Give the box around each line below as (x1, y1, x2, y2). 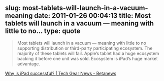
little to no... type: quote (5, 27, 81, 35)
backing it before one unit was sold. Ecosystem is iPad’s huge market (17, 55, 158, 61)
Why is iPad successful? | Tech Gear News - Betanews (5, 70, 117, 76)
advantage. (17, 61, 40, 67)
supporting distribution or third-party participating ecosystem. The (17, 45, 153, 51)
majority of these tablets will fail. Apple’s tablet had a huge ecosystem (17, 50, 159, 56)
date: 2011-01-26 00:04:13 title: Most (34, 12, 151, 20)
